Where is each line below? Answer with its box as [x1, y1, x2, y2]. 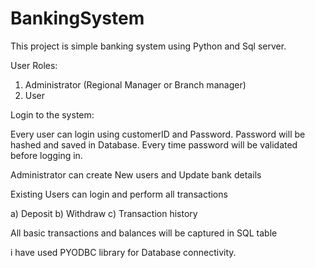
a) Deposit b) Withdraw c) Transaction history [10, 207, 198, 219]
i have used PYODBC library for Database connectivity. [10, 246, 237, 258]
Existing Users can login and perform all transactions [10, 188, 228, 200]
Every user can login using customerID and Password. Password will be [10, 128, 306, 140]
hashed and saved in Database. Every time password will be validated [10, 138, 298, 151]
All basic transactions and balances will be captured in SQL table [10, 227, 278, 239]
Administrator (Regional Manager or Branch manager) [24, 78, 247, 91]
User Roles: [10, 59, 58, 71]
